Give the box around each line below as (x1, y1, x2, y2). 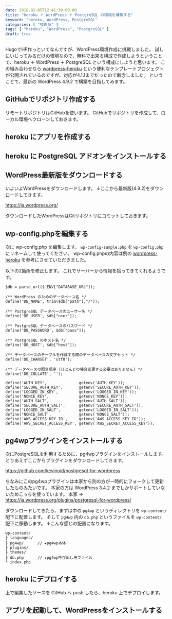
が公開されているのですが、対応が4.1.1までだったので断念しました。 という (5, 72, 163, 78)
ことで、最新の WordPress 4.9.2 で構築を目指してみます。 (5, 78, 128, 84)
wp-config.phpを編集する (5, 229, 89, 238)
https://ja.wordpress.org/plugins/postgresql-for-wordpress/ (5, 497, 132, 503)
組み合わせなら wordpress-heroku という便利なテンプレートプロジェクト (9, 65, 164, 72)
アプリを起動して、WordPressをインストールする (5, 606, 163, 615)
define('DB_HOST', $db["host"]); (5, 342, 77, 348)
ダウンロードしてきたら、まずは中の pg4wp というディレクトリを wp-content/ (5, 508, 167, 514)
